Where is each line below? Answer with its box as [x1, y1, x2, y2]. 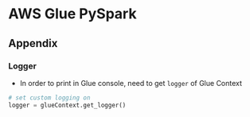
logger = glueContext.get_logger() [8, 101, 127, 109]
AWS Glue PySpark [8, 5, 137, 23]
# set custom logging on [8, 93, 91, 102]
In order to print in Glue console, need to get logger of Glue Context [19, 78, 243, 88]
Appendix [8, 37, 58, 50]
